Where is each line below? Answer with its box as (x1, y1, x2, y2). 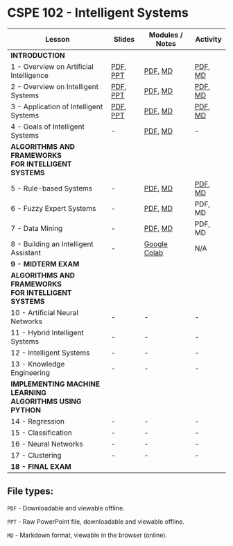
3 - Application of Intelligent (10, 102, 103, 111)
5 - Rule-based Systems (10, 183, 93, 193)
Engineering (10, 367, 51, 377)
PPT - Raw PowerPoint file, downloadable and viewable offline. (7, 517, 185, 526)
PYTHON (10, 405, 42, 415)
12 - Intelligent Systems (10, 348, 90, 358)
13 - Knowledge (10, 359, 65, 369)
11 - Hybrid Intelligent (10, 328, 85, 337)
